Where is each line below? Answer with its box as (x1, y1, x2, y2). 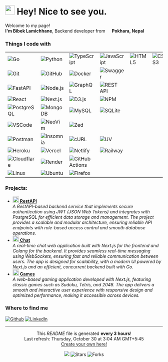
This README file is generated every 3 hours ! (36, 330, 131, 336)
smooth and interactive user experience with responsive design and (12, 287, 153, 293)
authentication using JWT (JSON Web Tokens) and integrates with (12, 208, 150, 215)
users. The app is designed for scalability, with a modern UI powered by (12, 258, 161, 264)
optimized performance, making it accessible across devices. (12, 292, 140, 298)
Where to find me (5, 304, 48, 311)
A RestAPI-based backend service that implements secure (12, 203, 133, 209)
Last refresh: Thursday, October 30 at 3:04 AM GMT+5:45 (24, 335, 144, 341)
